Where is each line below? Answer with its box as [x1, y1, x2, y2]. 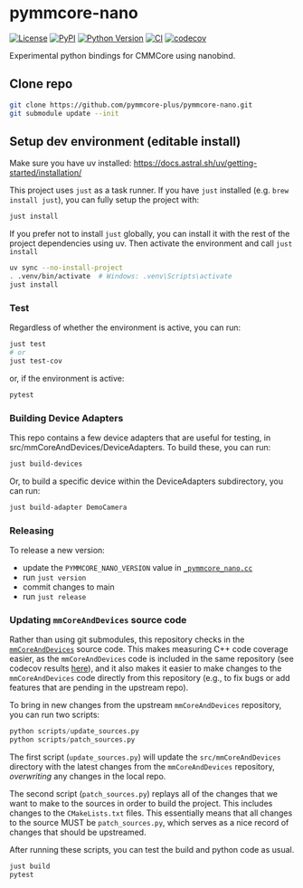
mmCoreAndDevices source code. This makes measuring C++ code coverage [9, 644, 289, 655]
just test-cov [9, 356, 63, 365]
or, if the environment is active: [9, 373, 125, 383]
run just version [22, 572, 87, 582]
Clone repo [9, 76, 73, 92]
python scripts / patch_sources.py [9, 735, 136, 744]
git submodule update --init [9, 109, 119, 118]
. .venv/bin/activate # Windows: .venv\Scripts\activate [9, 272, 232, 281]
